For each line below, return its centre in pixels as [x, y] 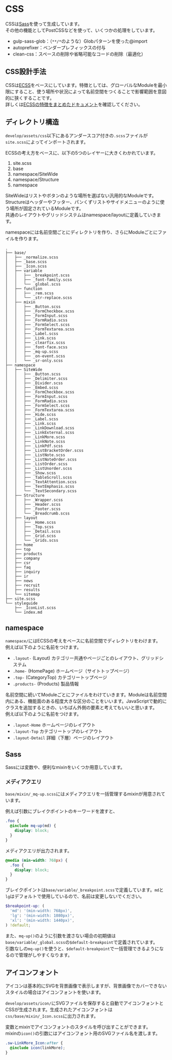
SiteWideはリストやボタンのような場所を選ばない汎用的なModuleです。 [81, 195]
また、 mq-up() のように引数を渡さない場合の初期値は [61, 936]
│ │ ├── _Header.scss [33, 504]
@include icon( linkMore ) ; [38, 1048]
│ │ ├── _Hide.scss [31, 414]
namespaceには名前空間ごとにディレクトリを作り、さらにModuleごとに [82, 232]
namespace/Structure [36, 179]
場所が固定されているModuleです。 [46, 208]
